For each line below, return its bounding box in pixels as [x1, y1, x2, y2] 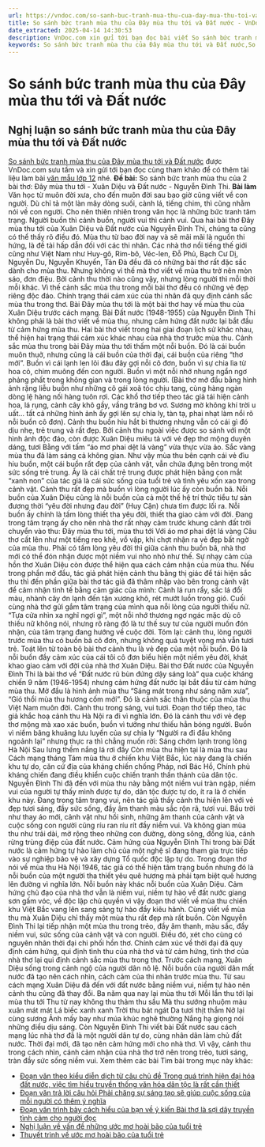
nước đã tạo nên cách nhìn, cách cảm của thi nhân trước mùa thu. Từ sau [8, 972, 246, 982]
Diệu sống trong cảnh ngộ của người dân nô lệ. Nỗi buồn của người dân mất [8, 963, 255, 973]
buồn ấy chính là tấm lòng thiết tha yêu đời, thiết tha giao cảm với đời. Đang [8, 509, 253, 519]
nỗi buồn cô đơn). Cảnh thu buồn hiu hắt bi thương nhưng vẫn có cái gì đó [8, 417, 248, 427]
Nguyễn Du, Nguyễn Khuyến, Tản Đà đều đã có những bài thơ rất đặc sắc [8, 258, 247, 267]
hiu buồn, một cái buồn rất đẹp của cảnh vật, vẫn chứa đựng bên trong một [8, 460, 252, 469]
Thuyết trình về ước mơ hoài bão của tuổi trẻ [19, 1130, 164, 1140]
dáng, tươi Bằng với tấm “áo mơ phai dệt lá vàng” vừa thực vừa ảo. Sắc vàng [8, 442, 256, 452]
